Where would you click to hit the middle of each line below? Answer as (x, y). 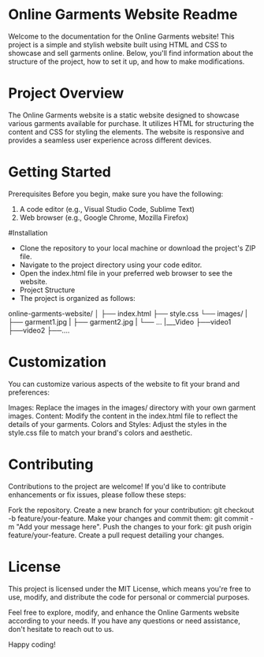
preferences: (29, 392)
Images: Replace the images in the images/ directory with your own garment (132, 407)
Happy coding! (32, 644)
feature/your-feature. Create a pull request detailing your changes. (116, 535)
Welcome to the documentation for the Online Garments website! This (121, 36)
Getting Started (60, 172)
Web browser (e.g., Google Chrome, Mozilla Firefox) (104, 217)
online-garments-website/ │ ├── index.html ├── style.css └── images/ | (128, 314)
